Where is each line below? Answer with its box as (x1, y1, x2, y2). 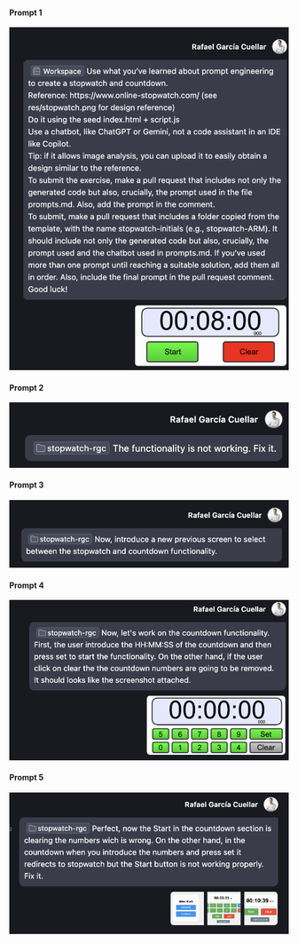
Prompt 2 (9, 382, 44, 392)
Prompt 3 (9, 479, 44, 490)
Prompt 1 (9, 7, 43, 18)
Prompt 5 (9, 773, 44, 783)
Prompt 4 (9, 580, 44, 590)
